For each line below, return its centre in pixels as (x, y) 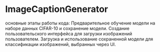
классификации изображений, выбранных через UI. (60, 44)
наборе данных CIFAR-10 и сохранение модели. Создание (67, 28)
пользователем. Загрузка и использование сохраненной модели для (79, 39)
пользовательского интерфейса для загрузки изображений (69, 33)
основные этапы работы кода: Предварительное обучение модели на (80, 23)
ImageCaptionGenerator (57, 9)
